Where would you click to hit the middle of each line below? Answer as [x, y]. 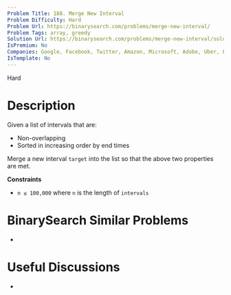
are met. [19, 166]
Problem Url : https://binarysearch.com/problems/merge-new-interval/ [109, 26]
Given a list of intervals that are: [52, 124]
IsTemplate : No [29, 58]
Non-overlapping [41, 138]
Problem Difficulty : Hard [44, 20]
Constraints [24, 179]
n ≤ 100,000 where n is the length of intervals [83, 193]
